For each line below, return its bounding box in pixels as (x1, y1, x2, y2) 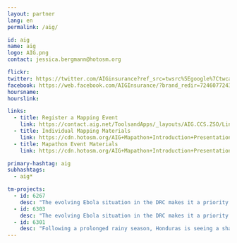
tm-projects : (7, 186, 46, 193)
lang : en (7, 17, 33, 24)
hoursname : (7, 88, 39, 95)
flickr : (7, 69, 30, 76)
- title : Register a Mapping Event (13, 114, 119, 121)
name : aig (7, 43, 37, 50)
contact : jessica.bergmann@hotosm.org (7, 56, 121, 64)
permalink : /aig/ (7, 23, 59, 30)
